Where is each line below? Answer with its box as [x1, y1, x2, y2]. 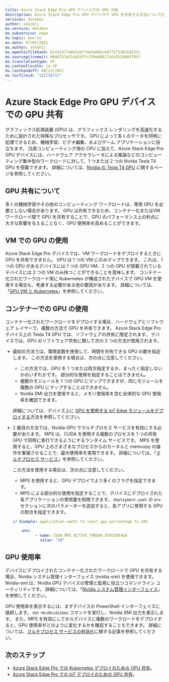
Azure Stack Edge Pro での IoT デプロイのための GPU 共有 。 [12, 671, 137, 677]
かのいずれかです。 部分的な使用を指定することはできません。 [20, 371, 149, 378]
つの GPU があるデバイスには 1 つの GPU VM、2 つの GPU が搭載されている [5, 263, 162, 269]
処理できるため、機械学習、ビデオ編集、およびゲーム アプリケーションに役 [5, 139, 160, 145]
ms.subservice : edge [5, 31, 49, 36]
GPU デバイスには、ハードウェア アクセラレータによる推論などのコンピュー [5, 152, 162, 158]
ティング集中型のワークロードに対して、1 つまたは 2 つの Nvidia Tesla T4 [5, 158, 156, 164]
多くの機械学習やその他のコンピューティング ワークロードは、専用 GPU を [5, 201, 159, 207]
